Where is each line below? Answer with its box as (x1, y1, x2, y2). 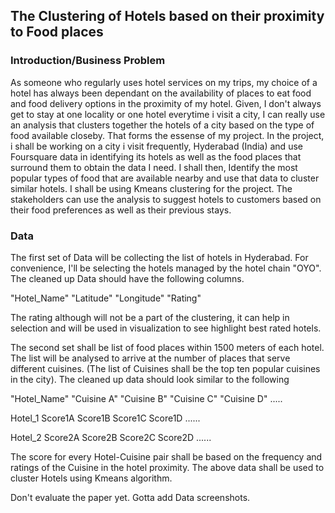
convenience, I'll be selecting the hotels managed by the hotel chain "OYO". (10, 262, 322, 274)
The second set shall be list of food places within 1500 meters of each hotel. (10, 341, 325, 353)
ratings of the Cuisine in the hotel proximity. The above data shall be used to (10, 461, 325, 473)
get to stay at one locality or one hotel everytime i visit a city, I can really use (10, 108, 326, 120)
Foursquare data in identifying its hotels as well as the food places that (10, 150, 302, 163)
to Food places (10, 24, 104, 41)
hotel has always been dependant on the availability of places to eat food (10, 87, 312, 99)
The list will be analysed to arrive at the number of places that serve (10, 352, 291, 364)
